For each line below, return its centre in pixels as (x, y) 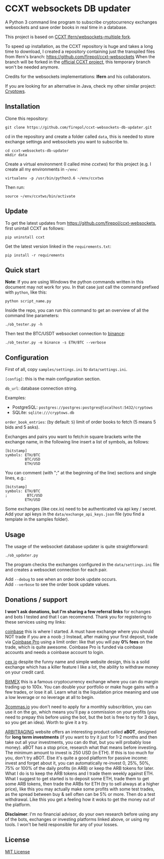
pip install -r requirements (35, 255)
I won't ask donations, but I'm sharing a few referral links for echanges (78, 611)
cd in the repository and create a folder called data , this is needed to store (80, 136)
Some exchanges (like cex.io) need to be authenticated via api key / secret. (81, 509)
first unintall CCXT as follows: (35, 228)
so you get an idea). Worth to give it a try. (47, 722)
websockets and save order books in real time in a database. (66, 27)
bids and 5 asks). (23, 427)
